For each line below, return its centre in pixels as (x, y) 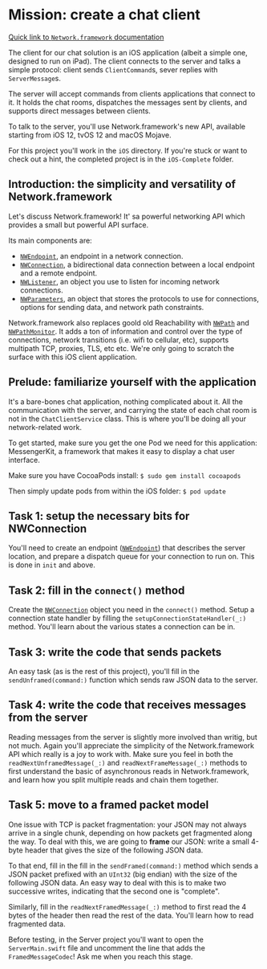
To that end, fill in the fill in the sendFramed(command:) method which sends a (133, 865)
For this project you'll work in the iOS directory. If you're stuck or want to (128, 150)
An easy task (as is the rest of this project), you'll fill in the (104, 671)
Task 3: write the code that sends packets (115, 652)
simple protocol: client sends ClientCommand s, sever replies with (113, 69)
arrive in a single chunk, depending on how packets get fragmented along (130, 832)
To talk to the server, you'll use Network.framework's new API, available (127, 126)
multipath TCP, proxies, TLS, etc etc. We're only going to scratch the (121, 348)
